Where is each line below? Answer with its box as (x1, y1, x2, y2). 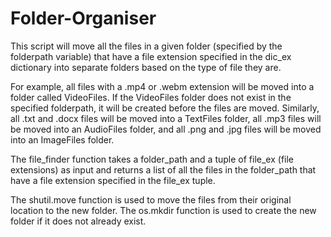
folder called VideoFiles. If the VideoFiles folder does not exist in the (10, 91, 292, 103)
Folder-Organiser (10, 7, 157, 30)
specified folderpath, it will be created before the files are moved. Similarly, (10, 102, 320, 114)
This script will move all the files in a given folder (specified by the (10, 40, 283, 52)
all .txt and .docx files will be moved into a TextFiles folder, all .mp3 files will (10, 112, 322, 124)
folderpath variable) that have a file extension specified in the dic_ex (10, 50, 292, 62)
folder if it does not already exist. (10, 215, 147, 227)
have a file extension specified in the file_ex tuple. (10, 174, 216, 186)
